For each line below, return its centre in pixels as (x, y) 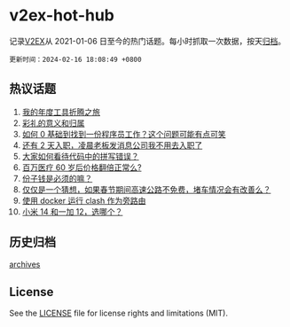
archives (25, 264)
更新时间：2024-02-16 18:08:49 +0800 (75, 59)
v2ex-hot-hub (62, 16)
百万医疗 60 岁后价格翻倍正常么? (82, 167)
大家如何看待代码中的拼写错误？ (80, 156)
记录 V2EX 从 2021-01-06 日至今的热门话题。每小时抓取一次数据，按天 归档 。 (148, 41)
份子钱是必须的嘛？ (57, 178)
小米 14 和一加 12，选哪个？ (72, 211)
